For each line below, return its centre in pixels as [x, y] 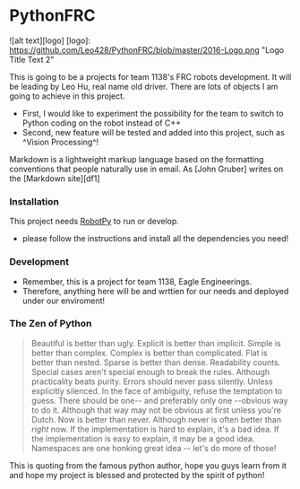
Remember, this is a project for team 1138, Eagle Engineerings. [137, 281]
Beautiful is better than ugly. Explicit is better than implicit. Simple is [156, 343]
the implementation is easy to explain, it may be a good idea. [143, 438]
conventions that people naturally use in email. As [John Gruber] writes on [146, 169]
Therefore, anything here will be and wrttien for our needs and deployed [155, 291]
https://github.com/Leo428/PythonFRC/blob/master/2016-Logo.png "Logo [147, 49]
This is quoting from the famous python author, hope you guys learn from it [148, 465]
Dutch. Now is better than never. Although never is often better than [156, 419]
